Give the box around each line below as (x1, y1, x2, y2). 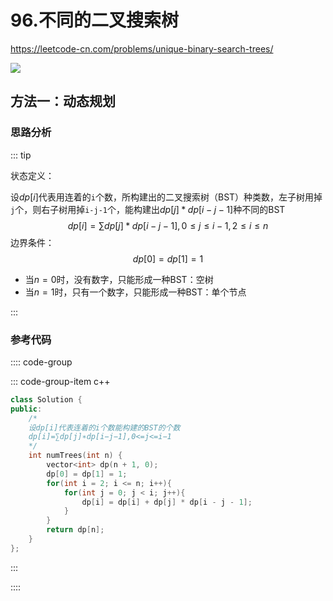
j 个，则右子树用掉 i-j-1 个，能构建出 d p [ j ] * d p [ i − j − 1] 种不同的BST (10, 203, 286, 215)
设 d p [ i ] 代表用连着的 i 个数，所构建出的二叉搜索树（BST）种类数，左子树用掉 (10, 191, 323, 203)
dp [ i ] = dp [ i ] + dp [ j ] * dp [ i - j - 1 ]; (81, 497, 253, 507)
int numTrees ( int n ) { (28, 451, 123, 461)
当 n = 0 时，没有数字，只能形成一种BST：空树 (24, 273, 214, 285)
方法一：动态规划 (10, 93, 116, 110)
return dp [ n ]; (46, 525, 105, 535)
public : (10, 404, 43, 414)
